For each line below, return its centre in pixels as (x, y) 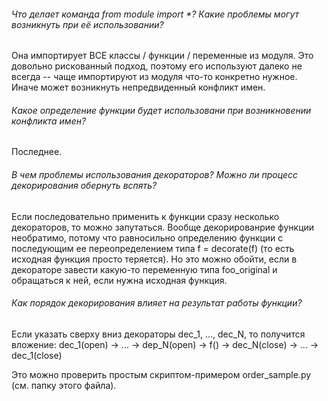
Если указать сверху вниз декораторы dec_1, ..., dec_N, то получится (158, 334)
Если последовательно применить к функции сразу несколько (145, 216)
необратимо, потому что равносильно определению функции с (147, 237)
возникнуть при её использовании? (87, 24)
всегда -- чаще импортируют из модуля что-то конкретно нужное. (154, 77)
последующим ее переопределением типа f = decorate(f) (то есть (153, 248)
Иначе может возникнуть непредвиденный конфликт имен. (138, 87)
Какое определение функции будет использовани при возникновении (161, 110)
